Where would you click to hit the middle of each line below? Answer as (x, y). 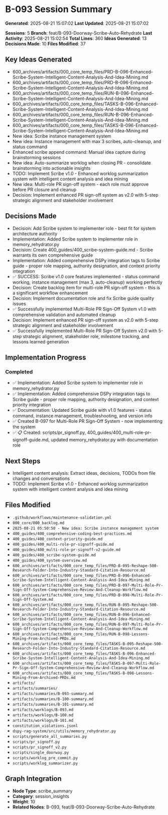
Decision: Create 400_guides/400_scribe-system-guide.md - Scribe (83, 249)
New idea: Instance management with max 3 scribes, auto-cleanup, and (87, 141)
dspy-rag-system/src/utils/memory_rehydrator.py (64, 731)
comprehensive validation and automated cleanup (64, 315)
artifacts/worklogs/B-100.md (43, 715)
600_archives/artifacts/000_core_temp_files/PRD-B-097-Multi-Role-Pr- (88, 585)
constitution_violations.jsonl (45, 726)
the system (24, 427)
